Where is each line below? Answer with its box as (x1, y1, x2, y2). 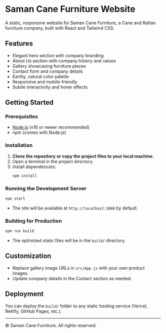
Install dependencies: (12, 164, 56, 169)
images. (12, 270, 29, 276)
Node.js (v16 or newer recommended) (12, 125, 90, 130)
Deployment (5, 290, 44, 298)
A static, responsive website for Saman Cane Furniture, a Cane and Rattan (5, 20, 156, 26)
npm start (5, 196, 26, 201)
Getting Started (5, 98, 54, 107)
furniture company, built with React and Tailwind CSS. (5, 25, 115, 31)
